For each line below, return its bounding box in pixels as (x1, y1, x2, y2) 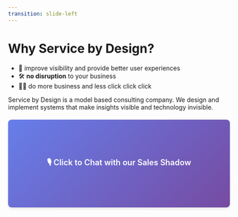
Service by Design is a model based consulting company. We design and (8, 96, 220, 104)
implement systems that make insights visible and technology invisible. (8, 103, 213, 111)
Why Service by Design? (8, 40, 155, 56)
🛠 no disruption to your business (18, 72, 117, 80)
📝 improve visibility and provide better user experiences (18, 64, 180, 72)
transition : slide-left (8, 10, 78, 18)
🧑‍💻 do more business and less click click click (18, 81, 152, 90)
